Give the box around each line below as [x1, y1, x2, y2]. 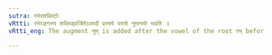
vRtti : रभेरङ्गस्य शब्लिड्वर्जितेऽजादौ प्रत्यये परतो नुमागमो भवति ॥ [8, 19, 170, 27]
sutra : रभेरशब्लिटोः [8, 11, 59, 20]
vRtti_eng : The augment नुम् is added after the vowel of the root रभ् [8, 27, 243, 35]
